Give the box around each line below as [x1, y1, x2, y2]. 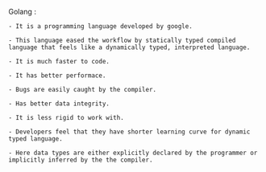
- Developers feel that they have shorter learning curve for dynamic [8, 128, 251, 136]
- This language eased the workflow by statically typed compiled [8, 36, 236, 44]
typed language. [8, 135, 63, 143]
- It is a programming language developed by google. [8, 23, 193, 31]
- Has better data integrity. [8, 100, 110, 108]
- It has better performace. [8, 72, 106, 80]
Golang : [8, 7, 36, 16]
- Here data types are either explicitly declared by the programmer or [8, 149, 258, 157]
